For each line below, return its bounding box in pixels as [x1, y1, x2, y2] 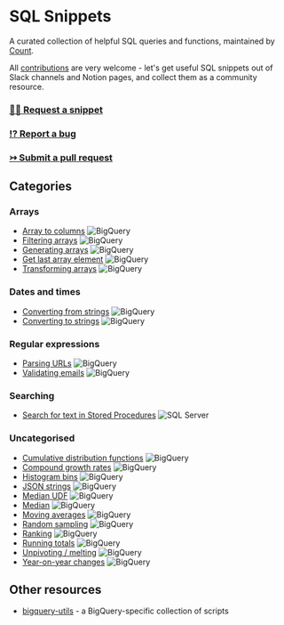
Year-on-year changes [21, 556, 106, 567]
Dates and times [9, 286, 82, 298]
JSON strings [21, 481, 71, 491]
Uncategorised [9, 432, 75, 444]
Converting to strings [21, 315, 100, 326]
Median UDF [21, 490, 68, 500]
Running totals [21, 537, 75, 548]
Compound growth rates [21, 461, 112, 473]
